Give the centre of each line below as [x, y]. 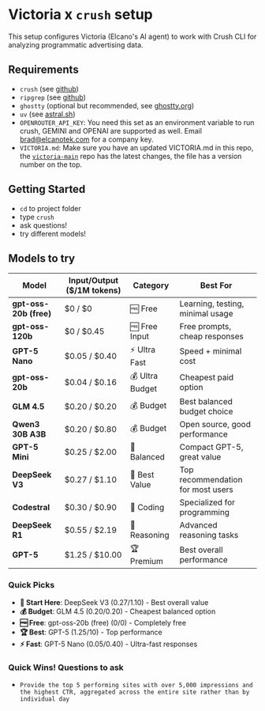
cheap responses [212, 336]
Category [151, 286]
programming [205, 512]
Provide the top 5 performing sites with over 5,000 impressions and [136, 685]
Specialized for [207, 502]
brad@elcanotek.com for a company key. [86, 139]
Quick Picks [32, 585]
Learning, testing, [212, 304]
